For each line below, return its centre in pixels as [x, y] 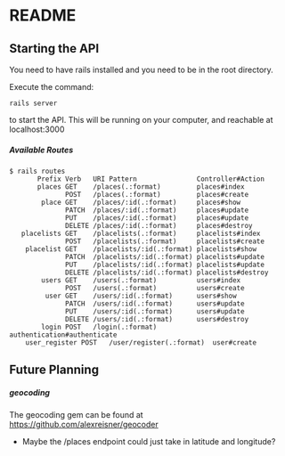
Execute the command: [52, 87]
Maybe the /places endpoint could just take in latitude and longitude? [149, 442]
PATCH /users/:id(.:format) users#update [155, 304]
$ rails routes [37, 171]
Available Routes [41, 150]
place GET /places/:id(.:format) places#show [141, 202]
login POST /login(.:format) [99, 327]
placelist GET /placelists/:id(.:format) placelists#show [141, 249]
